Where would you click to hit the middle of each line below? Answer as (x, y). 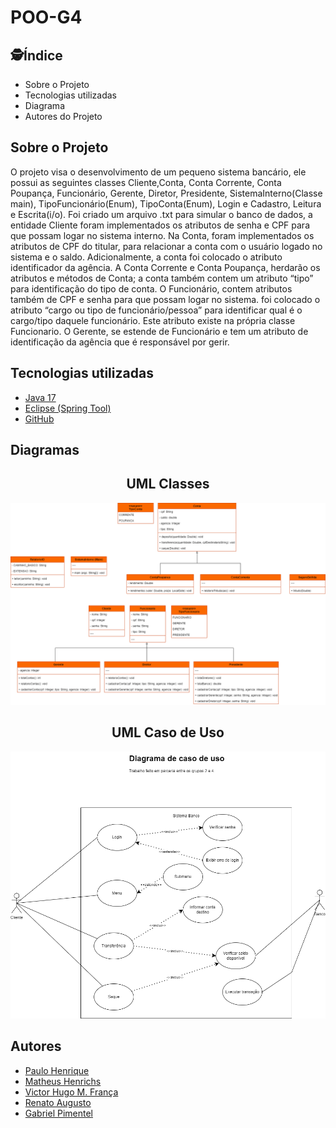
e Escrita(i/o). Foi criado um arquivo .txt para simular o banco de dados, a (161, 214)
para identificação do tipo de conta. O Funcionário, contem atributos (151, 288)
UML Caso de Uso (168, 732)
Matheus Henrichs (63, 1081)
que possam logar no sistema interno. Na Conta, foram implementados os (162, 235)
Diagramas (45, 450)
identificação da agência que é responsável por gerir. (120, 342)
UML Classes (168, 484)
